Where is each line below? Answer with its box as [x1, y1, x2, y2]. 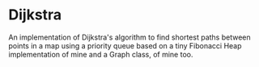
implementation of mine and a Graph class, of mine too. [8, 49, 193, 59]
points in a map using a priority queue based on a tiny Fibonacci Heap [8, 40, 242, 50]
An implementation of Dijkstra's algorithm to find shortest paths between [8, 32, 251, 42]
